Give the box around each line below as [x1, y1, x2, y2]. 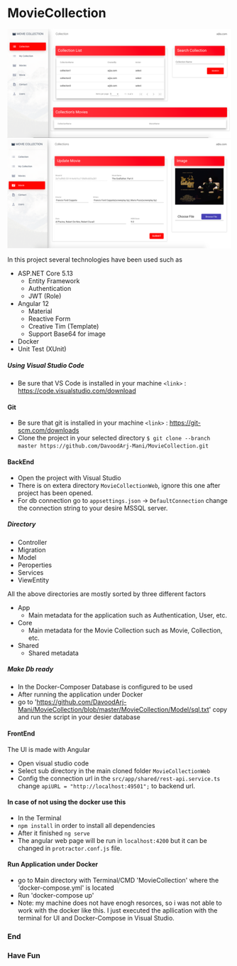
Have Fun [7, 950, 40, 960]
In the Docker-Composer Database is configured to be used [17, 683, 193, 691]
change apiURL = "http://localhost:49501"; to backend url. [17, 781, 196, 790]
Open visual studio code [17, 759, 89, 768]
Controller [17, 538, 48, 546]
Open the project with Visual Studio [17, 473, 122, 482]
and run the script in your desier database [17, 713, 140, 721]
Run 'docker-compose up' [17, 891, 94, 900]
